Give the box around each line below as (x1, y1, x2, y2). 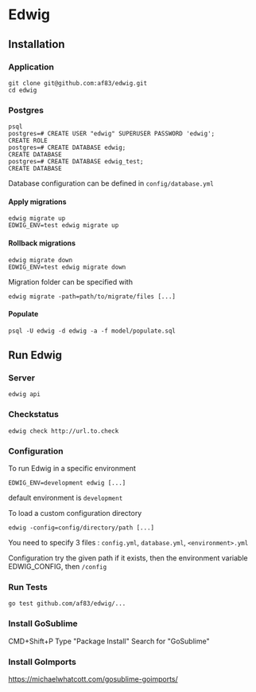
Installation (8, 37, 65, 51)
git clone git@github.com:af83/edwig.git (8, 79, 148, 87)
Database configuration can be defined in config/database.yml (8, 179, 215, 188)
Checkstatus (8, 409, 60, 420)
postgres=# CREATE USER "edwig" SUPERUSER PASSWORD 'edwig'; (8, 130, 215, 138)
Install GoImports (8, 656, 77, 667)
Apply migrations (8, 197, 67, 206)
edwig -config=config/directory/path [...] (8, 524, 155, 532)
